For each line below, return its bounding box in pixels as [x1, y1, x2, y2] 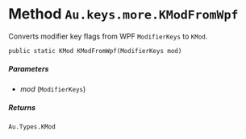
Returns [8, 102, 36, 112]
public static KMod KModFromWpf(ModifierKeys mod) [8, 47, 182, 55]
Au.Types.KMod [8, 122, 56, 131]
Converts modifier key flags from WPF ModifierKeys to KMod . [8, 31, 208, 41]
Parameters [8, 63, 49, 73]
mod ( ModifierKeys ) [19, 84, 86, 93]
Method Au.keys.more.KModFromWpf [8, 5, 239, 23]
